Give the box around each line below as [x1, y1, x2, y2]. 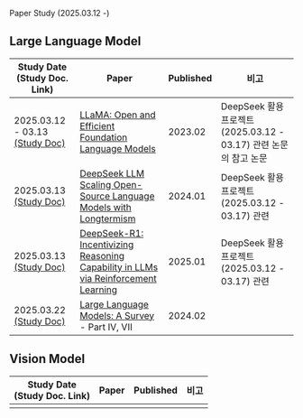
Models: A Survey [79, 309, 155, 321]
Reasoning [79, 249, 124, 262]
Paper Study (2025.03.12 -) [9, 8, 110, 18]
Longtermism [79, 212, 136, 225]
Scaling [79, 178, 112, 190]
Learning [79, 283, 118, 296]
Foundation [79, 131, 128, 144]
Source [79, 190, 111, 202]
